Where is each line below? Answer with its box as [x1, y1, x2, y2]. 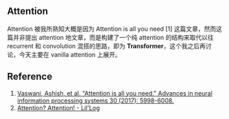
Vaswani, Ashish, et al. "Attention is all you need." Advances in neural [16, 89, 213, 97]
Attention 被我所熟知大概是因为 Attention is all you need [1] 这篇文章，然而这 [7, 24, 223, 33]
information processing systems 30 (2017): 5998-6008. [16, 96, 174, 105]
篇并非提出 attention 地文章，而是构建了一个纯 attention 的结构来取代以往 [7, 33, 214, 41]
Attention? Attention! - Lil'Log [16, 103, 100, 112]
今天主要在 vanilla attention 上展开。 [19, 50, 121, 58]
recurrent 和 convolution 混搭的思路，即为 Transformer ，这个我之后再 [7, 41, 206, 50]
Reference [7, 71, 53, 83]
